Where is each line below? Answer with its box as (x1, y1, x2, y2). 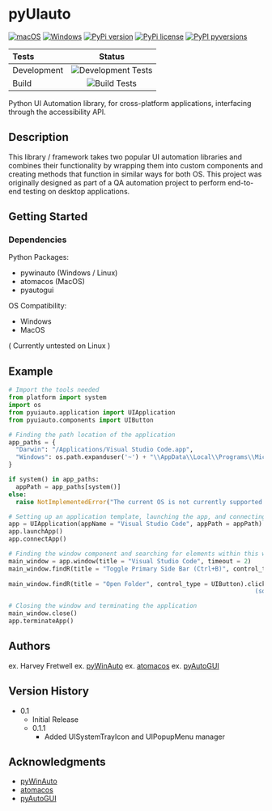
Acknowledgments (8, 754, 107, 769)
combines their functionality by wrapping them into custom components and (8, 160, 263, 170)
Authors (8, 639, 51, 653)
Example (8, 364, 53, 378)
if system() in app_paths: (8, 475, 100, 483)
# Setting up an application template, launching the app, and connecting (8, 512, 266, 520)
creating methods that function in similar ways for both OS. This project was (8, 169, 262, 179)
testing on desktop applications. (23, 186, 130, 196)
